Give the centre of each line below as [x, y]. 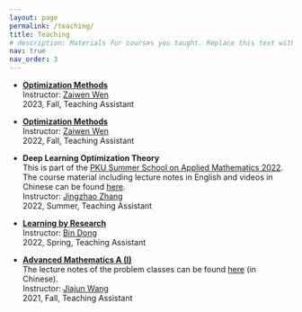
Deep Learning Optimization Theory [91, 158]
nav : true [28, 51]
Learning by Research [64, 223]
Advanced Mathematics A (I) [77, 260]
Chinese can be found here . [74, 187]
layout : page [34, 18]
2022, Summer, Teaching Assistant [87, 206]
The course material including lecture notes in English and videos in [147, 177]
